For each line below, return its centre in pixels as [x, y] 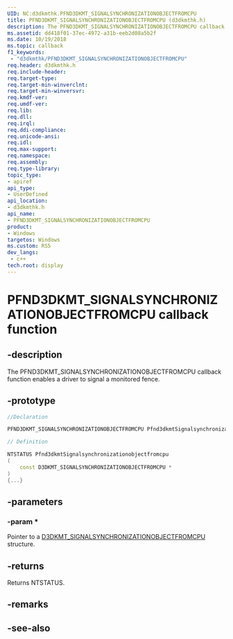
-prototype [31, 401]
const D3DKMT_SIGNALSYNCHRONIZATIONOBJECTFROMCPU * [96, 467]
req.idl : [20, 143]
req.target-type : [32, 78]
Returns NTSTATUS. [36, 583]
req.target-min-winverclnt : [48, 85]
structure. [21, 544]
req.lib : [20, 110]
